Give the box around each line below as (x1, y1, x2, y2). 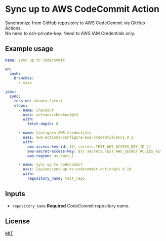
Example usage (5, 44, 53, 53)
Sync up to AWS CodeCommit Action (5, 3, 160, 15)
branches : (14, 76, 35, 81)
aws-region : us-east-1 (27, 153, 74, 159)
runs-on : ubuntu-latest (14, 98, 63, 103)
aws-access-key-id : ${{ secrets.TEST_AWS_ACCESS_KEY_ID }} (27, 144, 152, 149)
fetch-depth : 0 (27, 121, 58, 126)
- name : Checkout (18, 108, 54, 113)
